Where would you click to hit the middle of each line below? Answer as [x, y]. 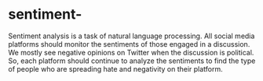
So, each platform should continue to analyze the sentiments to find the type [132, 61]
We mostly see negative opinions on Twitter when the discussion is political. [131, 52]
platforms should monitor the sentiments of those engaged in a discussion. [129, 44]
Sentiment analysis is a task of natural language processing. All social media [131, 36]
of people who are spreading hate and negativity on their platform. [116, 69]
